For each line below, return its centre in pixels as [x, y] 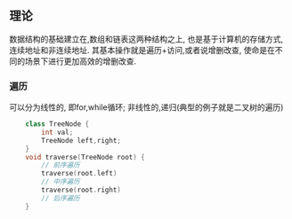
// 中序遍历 [61, 182]
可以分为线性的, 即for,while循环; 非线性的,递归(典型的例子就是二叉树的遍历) [146, 107]
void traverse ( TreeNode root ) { [85, 157]
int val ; [57, 132]
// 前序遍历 [61, 165]
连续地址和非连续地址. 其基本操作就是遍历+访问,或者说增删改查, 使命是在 [142, 50]
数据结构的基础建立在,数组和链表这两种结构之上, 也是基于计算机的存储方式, [146, 39]
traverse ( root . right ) [81, 190]
